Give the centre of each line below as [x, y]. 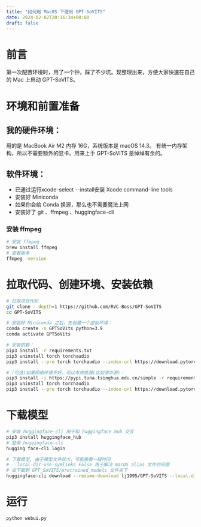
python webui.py [26, 518]
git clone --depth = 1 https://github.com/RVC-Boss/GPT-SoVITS [84, 307]
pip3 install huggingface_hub [44, 437]
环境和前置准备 [43, 106]
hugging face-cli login [36, 448]
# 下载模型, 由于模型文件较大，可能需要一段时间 [58, 459]
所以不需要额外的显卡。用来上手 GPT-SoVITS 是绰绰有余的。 [91, 153]
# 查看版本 [18, 253]
